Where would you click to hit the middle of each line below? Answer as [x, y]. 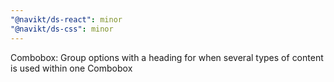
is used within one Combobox [71, 68]
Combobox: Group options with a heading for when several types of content [167, 57]
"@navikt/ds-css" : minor [62, 29]
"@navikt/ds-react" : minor [66, 19]
